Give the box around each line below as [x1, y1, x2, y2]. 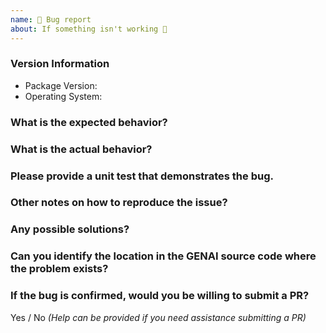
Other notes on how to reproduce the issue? [10, 196, 228, 210]
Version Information [10, 57, 110, 71]
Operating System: [24, 90, 103, 102]
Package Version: [24, 79, 98, 91]
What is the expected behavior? [10, 115, 168, 129]
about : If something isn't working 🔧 [10, 24, 168, 34]
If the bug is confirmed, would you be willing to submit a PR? [10, 289, 310, 303]
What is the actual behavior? [10, 142, 153, 156]
